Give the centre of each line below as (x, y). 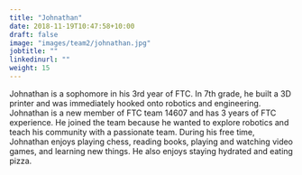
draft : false (34, 34)
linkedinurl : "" (40, 60)
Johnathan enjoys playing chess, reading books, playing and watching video (151, 142)
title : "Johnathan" (46, 18)
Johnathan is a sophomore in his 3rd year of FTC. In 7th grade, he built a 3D (150, 93)
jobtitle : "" (34, 51)
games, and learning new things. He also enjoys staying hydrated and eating (151, 151)
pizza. (21, 161)
